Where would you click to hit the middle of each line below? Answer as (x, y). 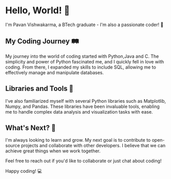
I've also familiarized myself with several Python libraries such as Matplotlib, (86, 101)
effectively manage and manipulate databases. (55, 72)
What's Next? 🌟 (31, 128)
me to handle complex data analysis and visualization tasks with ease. (79, 111)
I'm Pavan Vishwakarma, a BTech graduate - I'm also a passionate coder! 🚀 (84, 25)
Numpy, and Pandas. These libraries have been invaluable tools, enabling (82, 106)
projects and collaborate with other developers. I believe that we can (93, 146)
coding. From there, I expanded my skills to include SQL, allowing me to (81, 67)
